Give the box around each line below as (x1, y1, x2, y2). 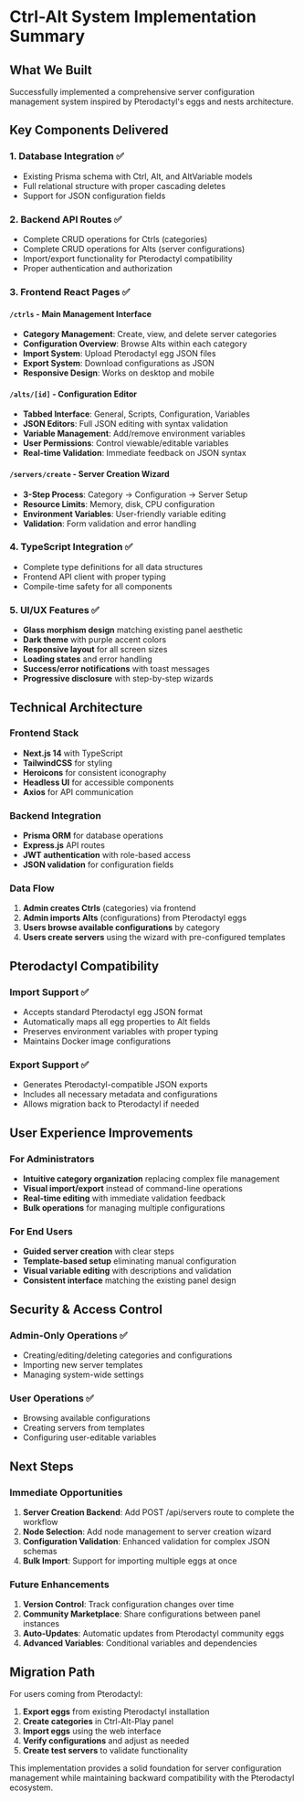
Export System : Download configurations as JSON (22, 358, 215, 369)
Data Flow (9, 882, 55, 895)
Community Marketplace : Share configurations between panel (22, 1608, 261, 1619)
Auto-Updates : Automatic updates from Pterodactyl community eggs (22, 1628, 285, 1639)
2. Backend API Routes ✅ (9, 213, 122, 226)
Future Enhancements (9, 1578, 110, 1591)
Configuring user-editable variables (22, 1432, 157, 1443)
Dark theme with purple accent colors (22, 634, 167, 645)
